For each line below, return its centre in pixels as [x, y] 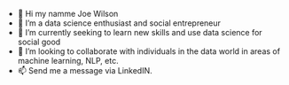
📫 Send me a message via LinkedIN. [85, 70]
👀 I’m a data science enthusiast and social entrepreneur [119, 23]
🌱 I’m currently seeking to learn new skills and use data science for [140, 32]
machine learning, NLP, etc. [68, 61]
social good [39, 42]
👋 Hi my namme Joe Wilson [68, 14]
